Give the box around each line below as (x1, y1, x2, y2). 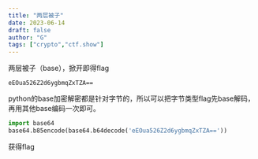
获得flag (8, 142, 36, 151)
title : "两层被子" (8, 11, 65, 20)
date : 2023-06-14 (8, 19, 65, 27)
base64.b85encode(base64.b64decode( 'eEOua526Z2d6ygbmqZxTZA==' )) (8, 127, 227, 135)
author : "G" (8, 33, 47, 42)
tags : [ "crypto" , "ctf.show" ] (8, 41, 104, 49)
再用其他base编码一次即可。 (8, 104, 101, 113)
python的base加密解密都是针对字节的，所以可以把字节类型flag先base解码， (8, 94, 255, 103)
